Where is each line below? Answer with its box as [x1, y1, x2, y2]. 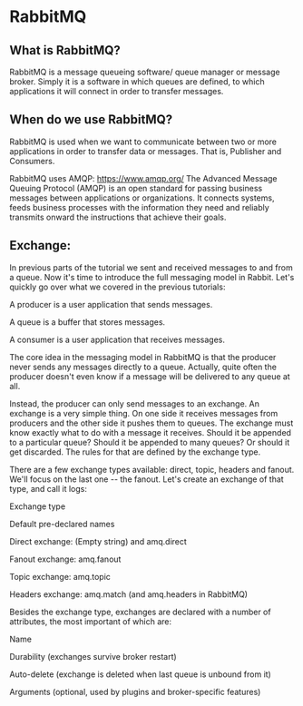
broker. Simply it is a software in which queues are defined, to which [9, 76, 265, 87]
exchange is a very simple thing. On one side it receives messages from [9, 407, 279, 418]
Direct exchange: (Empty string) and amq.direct [9, 535, 188, 546]
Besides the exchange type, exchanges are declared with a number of [9, 606, 271, 617]
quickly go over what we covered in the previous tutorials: [9, 281, 226, 292]
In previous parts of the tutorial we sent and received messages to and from [9, 261, 293, 273]
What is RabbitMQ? [9, 43, 121, 58]
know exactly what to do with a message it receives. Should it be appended [9, 427, 292, 437]
